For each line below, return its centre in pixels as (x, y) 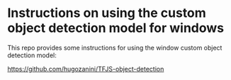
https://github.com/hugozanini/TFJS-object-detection (86, 69)
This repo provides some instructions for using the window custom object (115, 47)
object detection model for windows (116, 28)
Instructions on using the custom (107, 13)
